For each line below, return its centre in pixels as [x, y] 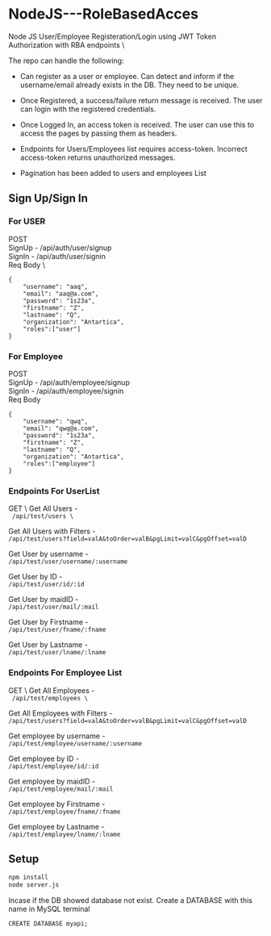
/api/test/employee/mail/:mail [61, 789]
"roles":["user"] [52, 329]
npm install [28, 877]
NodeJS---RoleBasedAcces [104, 14]
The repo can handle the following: [66, 61]
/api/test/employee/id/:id [54, 766]
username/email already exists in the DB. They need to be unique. [129, 85]
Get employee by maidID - [52, 781]
